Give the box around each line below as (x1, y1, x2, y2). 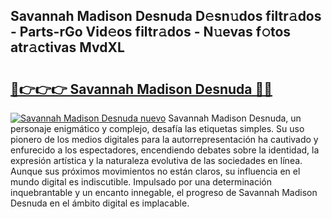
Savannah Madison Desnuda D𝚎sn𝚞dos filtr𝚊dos (10, 8, 322, 25)
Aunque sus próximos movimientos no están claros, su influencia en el (10, 165, 301, 177)
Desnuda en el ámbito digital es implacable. (10, 197, 190, 209)
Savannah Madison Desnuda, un (168, 112, 302, 124)
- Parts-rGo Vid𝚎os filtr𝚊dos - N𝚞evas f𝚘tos (10, 24, 292, 41)
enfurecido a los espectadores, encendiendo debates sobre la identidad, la (10, 144, 320, 156)
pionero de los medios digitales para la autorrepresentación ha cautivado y (10, 134, 319, 145)
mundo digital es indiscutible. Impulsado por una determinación (10, 176, 272, 188)
